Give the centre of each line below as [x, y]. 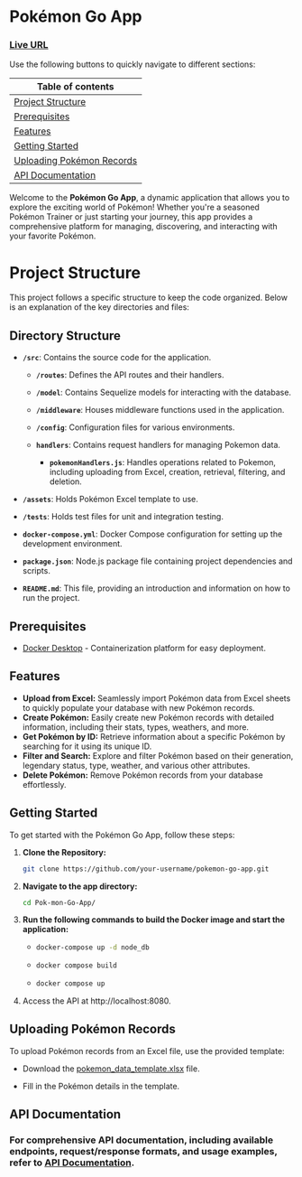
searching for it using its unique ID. [87, 746]
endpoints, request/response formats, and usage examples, [143, 1152]
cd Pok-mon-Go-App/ [59, 902]
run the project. [51, 598]
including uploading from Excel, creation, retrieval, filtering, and [167, 472]
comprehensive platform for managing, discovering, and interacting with [143, 227]
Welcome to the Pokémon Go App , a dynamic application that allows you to [150, 198]
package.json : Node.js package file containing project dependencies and [157, 561]
